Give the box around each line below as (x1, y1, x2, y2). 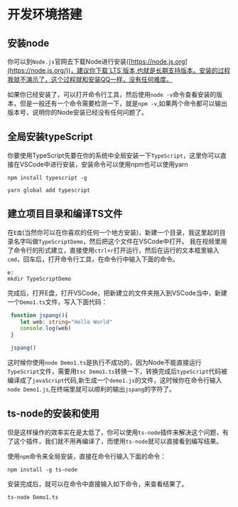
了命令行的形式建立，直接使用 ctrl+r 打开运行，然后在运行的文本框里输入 (7, 246, 220, 254)
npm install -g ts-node (7, 466, 78, 474)
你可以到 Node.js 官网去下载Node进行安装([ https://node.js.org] (7, 58, 188, 66)
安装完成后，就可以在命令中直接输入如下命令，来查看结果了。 (7, 479, 188, 488)
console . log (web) (20, 325, 72, 332)
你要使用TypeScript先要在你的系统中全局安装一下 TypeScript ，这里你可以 (7, 151, 221, 160)
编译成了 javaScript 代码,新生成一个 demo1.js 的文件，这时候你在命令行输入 (7, 376, 222, 385)
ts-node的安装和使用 (7, 407, 99, 420)
